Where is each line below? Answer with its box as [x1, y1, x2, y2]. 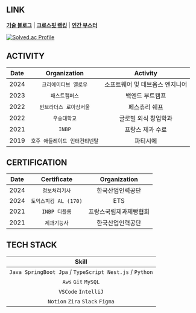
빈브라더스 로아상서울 [39, 104, 90, 110]
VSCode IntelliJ [58, 288, 104, 296]
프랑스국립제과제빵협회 [88, 208, 150, 216]
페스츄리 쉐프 [128, 102, 164, 111]
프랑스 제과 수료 [124, 125, 167, 134]
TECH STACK [6, 240, 57, 250]
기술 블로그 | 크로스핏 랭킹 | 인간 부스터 [6, 21, 98, 29]
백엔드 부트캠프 [125, 91, 166, 100]
